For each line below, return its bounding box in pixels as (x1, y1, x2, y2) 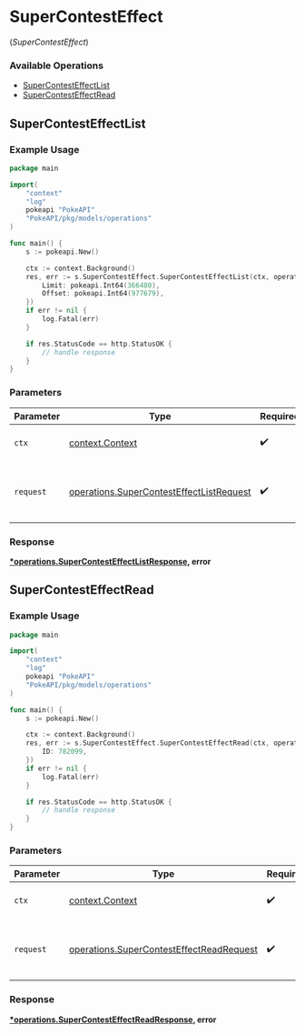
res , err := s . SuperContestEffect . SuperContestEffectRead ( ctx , (25, 738, 271, 748)
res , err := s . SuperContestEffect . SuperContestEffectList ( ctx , (25, 272, 271, 281)
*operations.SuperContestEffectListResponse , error (9, 556, 212, 567)
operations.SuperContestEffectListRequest (68, 485, 251, 497)
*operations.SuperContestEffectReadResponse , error (9, 1014, 217, 1025)
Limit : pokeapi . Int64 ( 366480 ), (42, 280, 161, 290)
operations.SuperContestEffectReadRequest (68, 943, 259, 956)
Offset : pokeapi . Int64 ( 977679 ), (42, 289, 165, 298)
